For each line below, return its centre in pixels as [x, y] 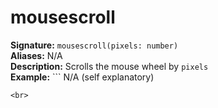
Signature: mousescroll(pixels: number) [94, 45]
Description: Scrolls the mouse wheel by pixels [109, 66]
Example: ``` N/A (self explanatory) [82, 77]
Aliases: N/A [36, 55]
